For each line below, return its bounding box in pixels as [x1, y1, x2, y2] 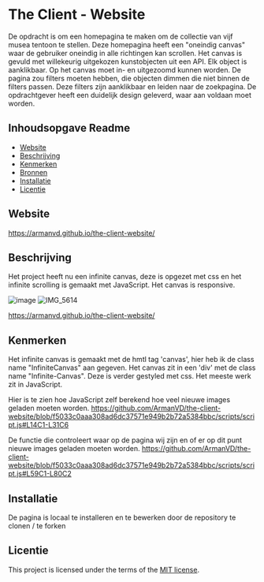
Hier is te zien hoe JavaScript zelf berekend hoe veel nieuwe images [8, 395, 231, 405]
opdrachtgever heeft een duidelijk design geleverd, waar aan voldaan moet [8, 90, 252, 99]
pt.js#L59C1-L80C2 [8, 469, 73, 479]
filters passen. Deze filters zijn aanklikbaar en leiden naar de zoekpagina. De [8, 81, 257, 91]
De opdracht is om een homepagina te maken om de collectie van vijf [8, 32, 234, 41]
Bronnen [19, 167, 48, 177]
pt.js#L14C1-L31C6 [8, 420, 69, 430]
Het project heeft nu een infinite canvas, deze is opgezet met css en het [8, 272, 242, 282]
